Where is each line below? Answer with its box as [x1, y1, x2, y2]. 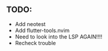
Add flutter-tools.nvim [14, 27, 70, 34]
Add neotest [14, 20, 46, 27]
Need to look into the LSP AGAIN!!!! [14, 33, 103, 40]
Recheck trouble [14, 39, 56, 46]
